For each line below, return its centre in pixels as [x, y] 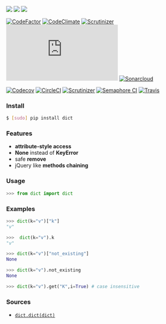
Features [19, 133]
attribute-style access [43, 146]
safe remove [30, 159]
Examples [21, 209]
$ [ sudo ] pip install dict [40, 118]
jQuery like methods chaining [51, 166]
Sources [18, 302]
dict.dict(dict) [35, 316]
